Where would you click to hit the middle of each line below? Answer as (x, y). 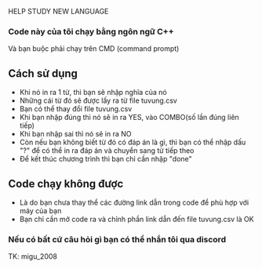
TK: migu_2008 (33, 256)
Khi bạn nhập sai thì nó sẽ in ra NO (75, 134)
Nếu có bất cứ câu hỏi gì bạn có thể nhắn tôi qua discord (117, 239)
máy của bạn (40, 210)
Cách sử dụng (43, 73)
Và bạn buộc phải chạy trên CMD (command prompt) (94, 49)
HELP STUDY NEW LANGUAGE (58, 11)
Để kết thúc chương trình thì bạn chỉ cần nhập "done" (106, 159)
